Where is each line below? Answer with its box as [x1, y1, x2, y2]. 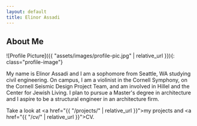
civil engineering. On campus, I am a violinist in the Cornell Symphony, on [6, 76, 187, 84]
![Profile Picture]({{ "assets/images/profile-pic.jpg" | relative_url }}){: [6, 52, 175, 60]
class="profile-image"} [6, 59, 63, 66]
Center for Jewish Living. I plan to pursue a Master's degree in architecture [6, 89, 192, 96]
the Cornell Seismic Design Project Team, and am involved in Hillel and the [6, 83, 190, 90]
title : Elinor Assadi [6, 14, 60, 20]
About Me [6, 36, 44, 47]
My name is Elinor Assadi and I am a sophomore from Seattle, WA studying [6, 70, 191, 78]
